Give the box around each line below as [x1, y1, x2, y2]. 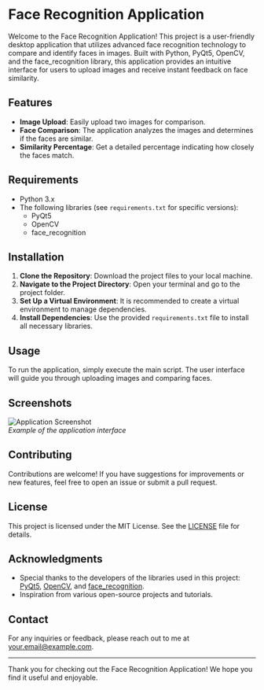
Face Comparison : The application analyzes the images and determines [19, 125, 254, 135]
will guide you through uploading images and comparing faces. [8, 374, 212, 383]
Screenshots [8, 396, 72, 410]
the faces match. [19, 150, 75, 160]
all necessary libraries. [19, 321, 93, 331]
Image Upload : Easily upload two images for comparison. [19, 116, 206, 127]
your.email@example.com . [8, 642, 94, 651]
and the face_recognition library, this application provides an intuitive [8, 57, 232, 66]
